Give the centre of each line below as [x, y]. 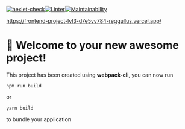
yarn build [20, 108]
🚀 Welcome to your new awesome [92, 46]
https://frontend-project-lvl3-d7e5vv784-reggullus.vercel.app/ [84, 21]
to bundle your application [39, 119]
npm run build [24, 86]
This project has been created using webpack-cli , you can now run [90, 75]
